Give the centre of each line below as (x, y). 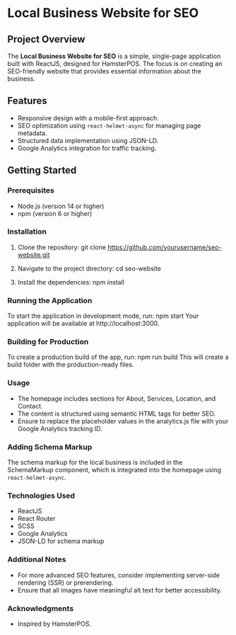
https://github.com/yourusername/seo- (164, 247)
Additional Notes (37, 559)
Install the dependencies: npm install (71, 282)
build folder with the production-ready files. (71, 365)
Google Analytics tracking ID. (60, 428)
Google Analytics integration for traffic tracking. (87, 148)
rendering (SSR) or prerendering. (65, 583)
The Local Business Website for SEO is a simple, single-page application (114, 56)
